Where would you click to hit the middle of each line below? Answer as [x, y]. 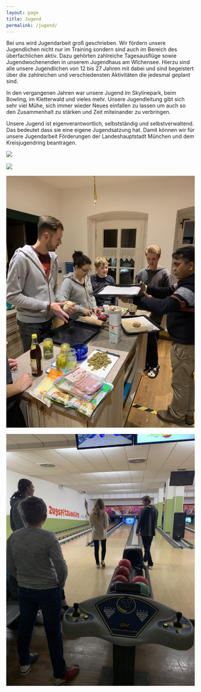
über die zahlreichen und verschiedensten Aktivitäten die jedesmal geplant [98, 75]
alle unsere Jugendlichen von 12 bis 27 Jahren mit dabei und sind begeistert [100, 68]
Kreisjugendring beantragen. [42, 143]
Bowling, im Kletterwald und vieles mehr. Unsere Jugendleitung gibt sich [96, 100]
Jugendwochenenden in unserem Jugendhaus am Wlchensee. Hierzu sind [98, 62]
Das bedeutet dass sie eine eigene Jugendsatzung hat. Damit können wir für [100, 130]
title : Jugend [24, 19]
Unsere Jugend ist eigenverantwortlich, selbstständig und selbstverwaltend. [100, 124]
